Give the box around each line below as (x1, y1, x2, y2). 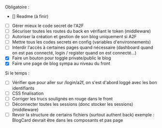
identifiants (12, 85, 35, 91)
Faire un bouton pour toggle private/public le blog (12, 55, 111, 61)
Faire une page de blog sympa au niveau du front (12, 60, 110, 67)
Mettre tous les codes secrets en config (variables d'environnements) (12, 39, 151, 45)
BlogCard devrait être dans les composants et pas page (12, 117, 123, 123)
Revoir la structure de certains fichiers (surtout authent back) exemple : (12, 112, 155, 117)
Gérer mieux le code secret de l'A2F (12, 23, 84, 28)
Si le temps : (5, 70, 30, 76)
